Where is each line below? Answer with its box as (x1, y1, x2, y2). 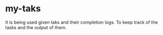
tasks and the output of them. (5, 24, 67, 30)
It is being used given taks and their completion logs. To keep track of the (5, 19, 158, 25)
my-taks (5, 3, 41, 14)
